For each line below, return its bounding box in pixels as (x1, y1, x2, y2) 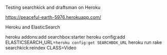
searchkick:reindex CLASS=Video (5, 45, 77, 50)
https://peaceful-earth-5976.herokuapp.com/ (5, 14, 101, 20)
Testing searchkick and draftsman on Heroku (5, 5, 101, 10)
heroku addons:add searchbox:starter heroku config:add (5, 34, 125, 40)
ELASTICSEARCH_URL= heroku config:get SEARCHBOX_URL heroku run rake (5, 39, 162, 45)
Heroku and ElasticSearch (5, 24, 61, 30)
